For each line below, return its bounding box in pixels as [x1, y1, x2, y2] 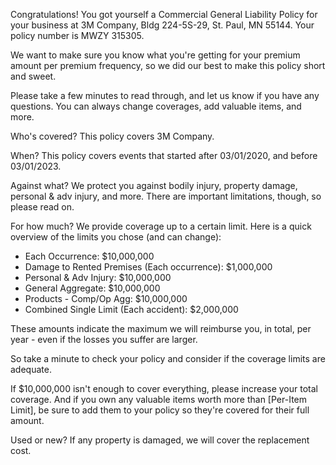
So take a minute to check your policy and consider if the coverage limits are [10, 353, 326, 364]
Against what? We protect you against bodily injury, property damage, [10, 180, 298, 191]
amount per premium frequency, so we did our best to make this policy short [10, 60, 326, 71]
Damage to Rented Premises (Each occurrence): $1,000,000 [24, 261, 273, 273]
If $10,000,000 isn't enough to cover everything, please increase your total [10, 383, 318, 394]
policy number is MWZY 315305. [10, 30, 145, 41]
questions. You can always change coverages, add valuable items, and [10, 100, 302, 112]
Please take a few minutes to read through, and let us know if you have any [10, 90, 320, 101]
